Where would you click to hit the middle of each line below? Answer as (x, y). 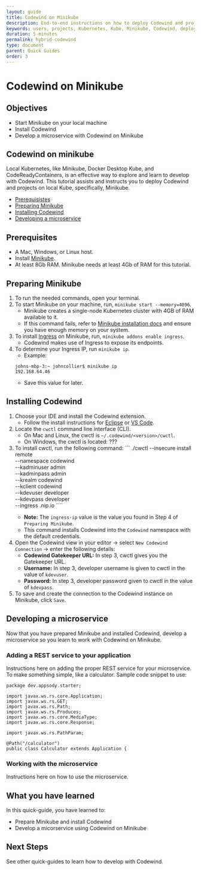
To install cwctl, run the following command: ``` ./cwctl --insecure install (103, 448)
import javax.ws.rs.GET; (37, 701)
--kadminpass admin (41, 473)
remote (24, 454)
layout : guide (24, 12)
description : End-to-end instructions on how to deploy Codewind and (95, 23)
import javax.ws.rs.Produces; (44, 712)
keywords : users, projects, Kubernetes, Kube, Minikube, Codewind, (92, 29)
